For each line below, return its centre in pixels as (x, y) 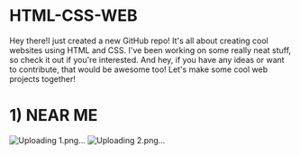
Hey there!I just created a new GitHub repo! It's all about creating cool (139, 41)
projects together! (43, 78)
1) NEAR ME (54, 116)
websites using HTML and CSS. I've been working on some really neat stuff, (150, 50)
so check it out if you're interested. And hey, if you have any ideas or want (147, 59)
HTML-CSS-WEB (73, 16)
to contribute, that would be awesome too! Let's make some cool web (139, 69)
